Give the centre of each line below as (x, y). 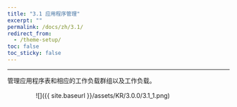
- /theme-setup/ (37, 40)
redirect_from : (30, 33)
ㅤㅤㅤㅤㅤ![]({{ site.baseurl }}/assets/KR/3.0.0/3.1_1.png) (89, 95)
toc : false (23, 46)
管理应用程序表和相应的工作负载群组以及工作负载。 (81, 80)
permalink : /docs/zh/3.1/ (45, 27)
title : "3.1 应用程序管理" (44, 14)
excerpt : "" (25, 20)
